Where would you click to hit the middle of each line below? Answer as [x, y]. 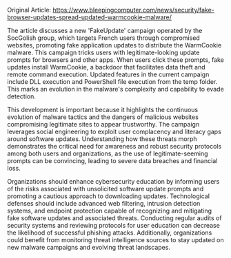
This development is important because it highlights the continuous [103, 110]
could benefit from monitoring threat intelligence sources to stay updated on [115, 240]
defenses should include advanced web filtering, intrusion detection [104, 203]
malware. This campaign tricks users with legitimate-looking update [103, 52]
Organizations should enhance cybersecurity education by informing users [113, 181]
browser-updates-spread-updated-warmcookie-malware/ [90, 17]
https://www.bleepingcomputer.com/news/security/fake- [134, 10]
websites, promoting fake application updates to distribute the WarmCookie [114, 45]
